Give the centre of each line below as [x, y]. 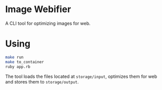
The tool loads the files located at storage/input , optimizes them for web [81, 76]
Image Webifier [38, 9]
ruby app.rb [18, 67]
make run [14, 57]
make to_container [25, 62]
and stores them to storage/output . [42, 81]
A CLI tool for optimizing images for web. [48, 23]
